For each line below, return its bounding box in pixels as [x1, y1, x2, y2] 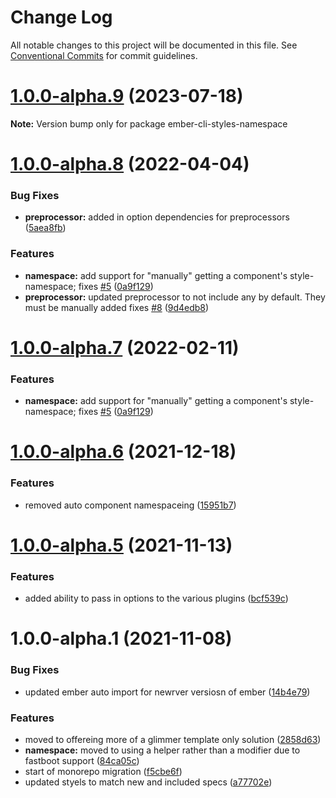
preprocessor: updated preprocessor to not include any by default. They [24, 291, 326, 303]
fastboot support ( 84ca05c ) [24, 754, 140, 766]
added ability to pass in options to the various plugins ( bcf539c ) [24, 592, 289, 605]
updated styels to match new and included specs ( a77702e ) [24, 776, 273, 788]
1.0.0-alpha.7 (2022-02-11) [10, 336, 240, 359]
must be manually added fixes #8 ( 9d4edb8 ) [24, 301, 210, 313]
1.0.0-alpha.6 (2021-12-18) [10, 441, 237, 463]
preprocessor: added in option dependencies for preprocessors [24, 211, 290, 223]
